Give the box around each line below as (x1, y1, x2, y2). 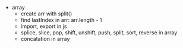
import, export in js (20, 23, 67, 30)
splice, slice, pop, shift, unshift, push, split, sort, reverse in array (20, 29, 178, 36)
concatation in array (20, 36, 70, 42)
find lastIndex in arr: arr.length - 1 (20, 17, 102, 23)
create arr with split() (20, 10, 72, 17)
